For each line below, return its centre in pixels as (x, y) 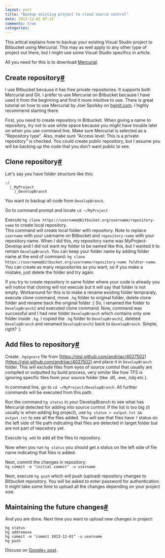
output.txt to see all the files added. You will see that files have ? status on (82, 417)
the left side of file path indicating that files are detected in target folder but (81, 423)
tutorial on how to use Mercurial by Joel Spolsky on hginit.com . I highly (77, 105)
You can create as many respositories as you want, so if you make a (74, 267)
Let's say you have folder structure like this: (49, 174)
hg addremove (18, 532)
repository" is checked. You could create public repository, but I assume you (83, 141)
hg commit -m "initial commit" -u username (50, 467)
